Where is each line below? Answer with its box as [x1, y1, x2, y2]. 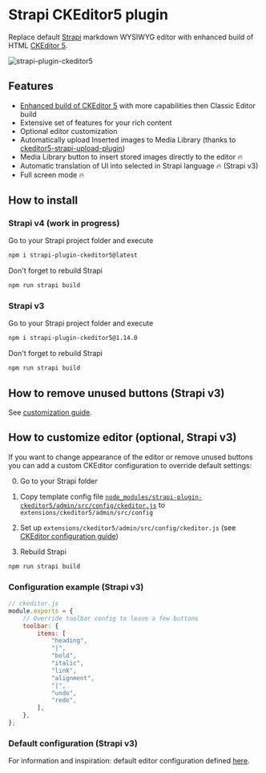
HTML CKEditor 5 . [8, 40, 68, 50]
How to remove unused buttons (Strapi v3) [8, 386, 225, 400]
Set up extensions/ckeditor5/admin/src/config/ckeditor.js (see [19, 523, 236, 532]
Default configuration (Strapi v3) [8, 738, 138, 749]
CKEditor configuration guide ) [19, 531, 119, 540]
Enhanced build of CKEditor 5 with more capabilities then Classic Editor [19, 100, 256, 110]
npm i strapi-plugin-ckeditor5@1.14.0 [8, 334, 138, 342]
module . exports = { [8, 607, 74, 615]
